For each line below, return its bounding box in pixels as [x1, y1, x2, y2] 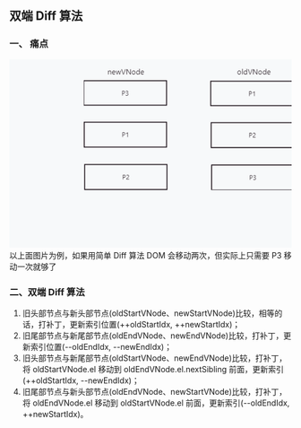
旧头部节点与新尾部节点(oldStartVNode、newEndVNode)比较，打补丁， [21, 353, 288, 363]
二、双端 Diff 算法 [9, 285, 85, 298]
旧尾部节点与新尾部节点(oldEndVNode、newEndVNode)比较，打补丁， [21, 330, 284, 341]
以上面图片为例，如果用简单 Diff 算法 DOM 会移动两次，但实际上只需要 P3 [9, 249, 282, 260]
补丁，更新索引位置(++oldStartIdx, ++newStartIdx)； [46, 319, 241, 329]
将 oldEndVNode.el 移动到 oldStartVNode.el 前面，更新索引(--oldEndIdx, [21, 397, 290, 408]
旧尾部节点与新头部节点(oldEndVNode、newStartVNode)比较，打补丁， [21, 386, 288, 397]
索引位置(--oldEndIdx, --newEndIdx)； [30, 341, 173, 352]
